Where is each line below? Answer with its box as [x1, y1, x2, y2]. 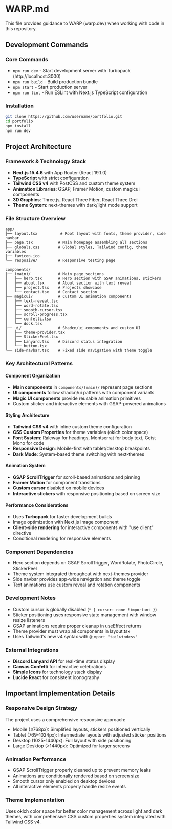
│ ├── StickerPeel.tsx [5, 334, 58, 340]
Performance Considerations [5, 502, 69, 508]
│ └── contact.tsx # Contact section [5, 290, 97, 295]
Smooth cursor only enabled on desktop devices [12, 778, 116, 784]
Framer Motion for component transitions [12, 479, 101, 485]
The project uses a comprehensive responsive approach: [5, 716, 126, 722]
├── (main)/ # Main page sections [5, 272, 104, 277]
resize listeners [12, 617, 45, 623]
